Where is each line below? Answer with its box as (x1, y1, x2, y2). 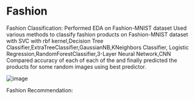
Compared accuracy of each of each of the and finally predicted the (6, 56, 178, 64)
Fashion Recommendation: (6, 86, 73, 94)
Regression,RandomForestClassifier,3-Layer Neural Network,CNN (6, 50, 171, 57)
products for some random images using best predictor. (6, 63, 146, 70)
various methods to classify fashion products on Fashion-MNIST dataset (6, 30, 188, 38)
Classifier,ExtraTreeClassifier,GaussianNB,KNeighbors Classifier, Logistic (6, 44, 189, 51)
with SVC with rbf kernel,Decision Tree (6, 37, 104, 44)
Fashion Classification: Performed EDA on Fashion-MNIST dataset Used (6, 24, 187, 32)
